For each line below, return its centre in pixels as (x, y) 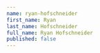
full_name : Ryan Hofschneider (50, 33)
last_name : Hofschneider (42, 26)
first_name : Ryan (31, 20)
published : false (31, 39)
